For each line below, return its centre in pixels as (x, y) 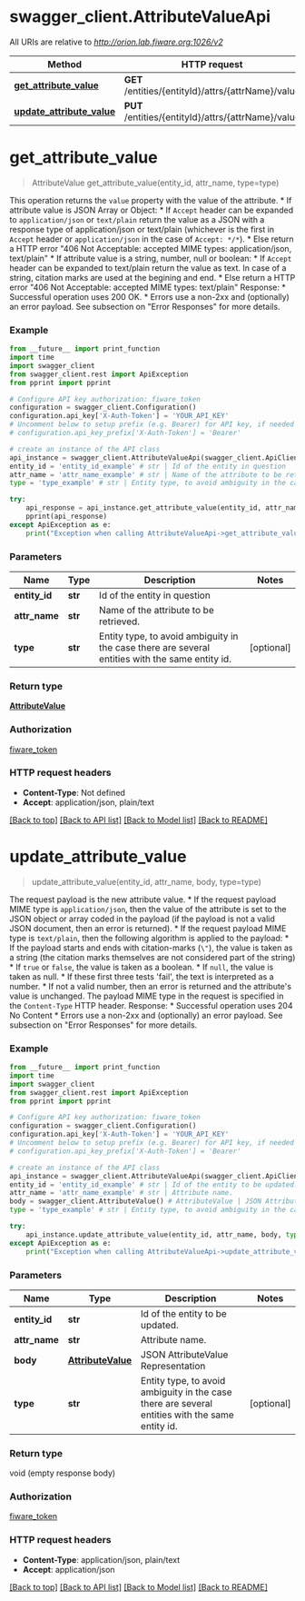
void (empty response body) (63, 1473)
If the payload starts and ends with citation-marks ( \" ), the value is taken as (151, 948)
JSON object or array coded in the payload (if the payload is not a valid (142, 919)
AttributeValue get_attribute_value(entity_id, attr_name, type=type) (155, 183)
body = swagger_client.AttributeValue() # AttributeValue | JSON (135, 1201)
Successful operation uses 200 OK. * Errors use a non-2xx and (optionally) (150, 296)
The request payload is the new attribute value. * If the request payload (143, 899)
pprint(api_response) (66, 517)
